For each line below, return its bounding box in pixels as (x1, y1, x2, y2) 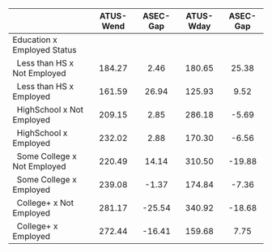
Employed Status (12, 45, 77, 55)
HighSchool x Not (16, 105, 83, 115)
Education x (12, 34, 58, 45)
